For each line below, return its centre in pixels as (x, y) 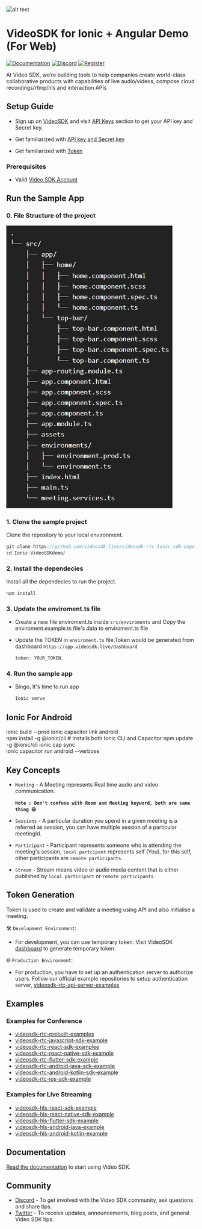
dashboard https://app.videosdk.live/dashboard (76, 646)
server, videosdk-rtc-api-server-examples (67, 985)
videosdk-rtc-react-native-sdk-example (64, 1053)
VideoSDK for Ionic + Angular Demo (97, 34)
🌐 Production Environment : (40, 960)
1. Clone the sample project (47, 521)
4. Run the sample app (40, 674)
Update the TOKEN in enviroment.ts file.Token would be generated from (104, 640)
